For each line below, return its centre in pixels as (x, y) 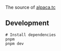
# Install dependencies (31, 35)
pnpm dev (15, 43)
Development (27, 23)
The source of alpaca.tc (30, 7)
